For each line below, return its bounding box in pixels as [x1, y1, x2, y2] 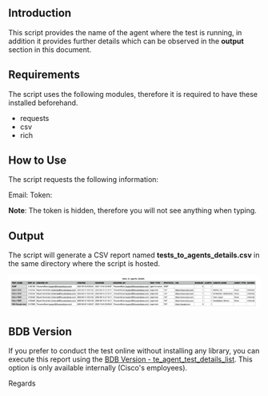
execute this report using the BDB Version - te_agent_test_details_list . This [8, 354, 254, 364]
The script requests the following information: [8, 175, 158, 184]
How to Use [8, 154, 67, 168]
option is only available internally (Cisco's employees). [8, 363, 188, 373]
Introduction [8, 6, 72, 20]
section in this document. [8, 44, 92, 55]
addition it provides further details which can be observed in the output [8, 36, 244, 46]
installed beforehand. [8, 98, 78, 107]
